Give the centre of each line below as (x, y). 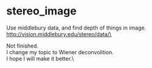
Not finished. (22, 46)
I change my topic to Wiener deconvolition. (60, 52)
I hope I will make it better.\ (40, 58)
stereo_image (42, 11)
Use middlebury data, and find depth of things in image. (76, 28)
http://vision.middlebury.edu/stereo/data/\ (59, 34)
